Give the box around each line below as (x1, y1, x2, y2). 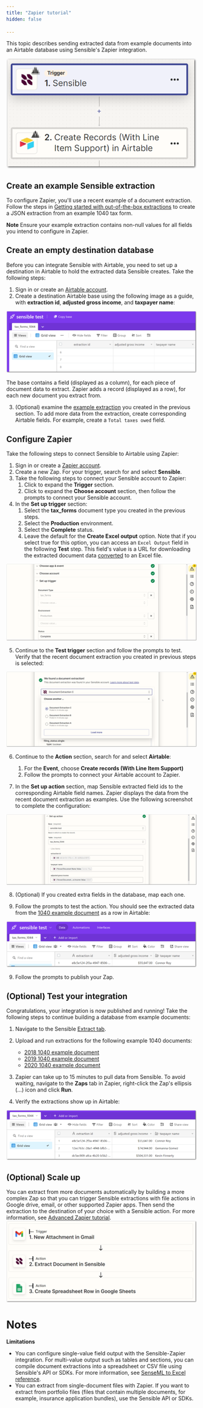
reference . (14, 1375, 41, 1383)
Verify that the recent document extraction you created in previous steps (14, 653, 196, 661)
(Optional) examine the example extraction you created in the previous (14, 404, 191, 411)
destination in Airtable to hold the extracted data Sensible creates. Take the (6, 267, 194, 275)
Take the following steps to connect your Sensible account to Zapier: (14, 474, 187, 482)
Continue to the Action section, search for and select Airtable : (14, 753, 171, 761)
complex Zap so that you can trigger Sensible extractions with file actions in (6, 1195, 195, 1202)
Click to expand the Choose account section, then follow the (24, 487, 176, 494)
